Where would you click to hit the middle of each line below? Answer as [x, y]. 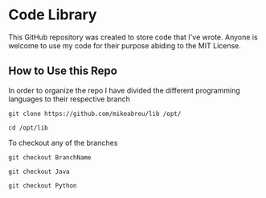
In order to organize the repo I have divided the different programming [125, 90]
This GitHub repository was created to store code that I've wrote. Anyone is [133, 37]
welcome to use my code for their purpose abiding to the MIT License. [125, 45]
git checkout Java [39, 171]
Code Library [53, 15]
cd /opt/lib [28, 128]
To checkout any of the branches [63, 142]
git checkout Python [43, 186]
